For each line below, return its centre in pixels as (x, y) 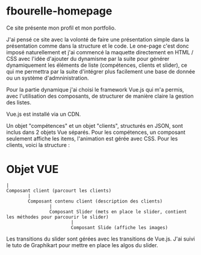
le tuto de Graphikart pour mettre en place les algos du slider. (82, 245)
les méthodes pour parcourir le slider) (58, 217)
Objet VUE (32, 169)
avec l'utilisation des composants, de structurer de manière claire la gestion (100, 96)
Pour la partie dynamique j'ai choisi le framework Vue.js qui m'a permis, (95, 89)
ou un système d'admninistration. (48, 78)
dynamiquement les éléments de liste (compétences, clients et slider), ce (97, 65)
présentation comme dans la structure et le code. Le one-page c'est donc (98, 46)
